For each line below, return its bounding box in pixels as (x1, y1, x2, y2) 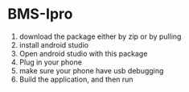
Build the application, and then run (18, 74, 134, 84)
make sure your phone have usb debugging (18, 65, 164, 75)
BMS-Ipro (7, 5, 73, 23)
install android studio (18, 40, 89, 49)
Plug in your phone (18, 57, 82, 67)
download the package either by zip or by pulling (18, 31, 182, 41)
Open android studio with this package (18, 48, 148, 58)
